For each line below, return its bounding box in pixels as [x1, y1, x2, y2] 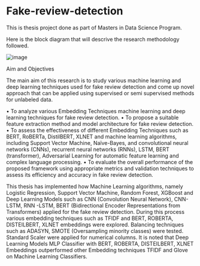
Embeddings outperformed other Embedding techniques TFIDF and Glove [6, 246, 189, 253]
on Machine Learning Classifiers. [6, 253, 88, 260]
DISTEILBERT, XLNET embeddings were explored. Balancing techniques [6, 220, 184, 228]
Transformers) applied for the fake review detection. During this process [6, 208, 184, 215]
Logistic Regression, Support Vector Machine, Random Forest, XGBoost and [6, 189, 193, 196]
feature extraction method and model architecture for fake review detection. [6, 120, 193, 127]
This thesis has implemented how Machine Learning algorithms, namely [6, 183, 184, 190]
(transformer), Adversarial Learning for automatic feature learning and [6, 152, 180, 159]
